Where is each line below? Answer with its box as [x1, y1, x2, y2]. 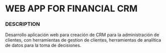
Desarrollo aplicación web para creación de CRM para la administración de [5, 32, 159, 38]
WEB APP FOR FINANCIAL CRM [5, 3, 138, 14]
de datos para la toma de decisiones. [5, 43, 81, 49]
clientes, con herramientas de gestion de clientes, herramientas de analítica [5, 37, 161, 43]
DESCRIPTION [5, 21, 40, 28]
